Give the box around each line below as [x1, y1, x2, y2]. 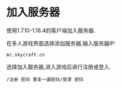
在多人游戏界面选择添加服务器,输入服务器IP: [6, 39, 116, 47]
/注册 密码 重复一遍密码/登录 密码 [6, 76, 84, 83]
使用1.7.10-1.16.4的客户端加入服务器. [6, 27, 96, 34]
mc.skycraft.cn [6, 52, 45, 58]
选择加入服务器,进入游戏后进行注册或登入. [6, 63, 112, 70]
